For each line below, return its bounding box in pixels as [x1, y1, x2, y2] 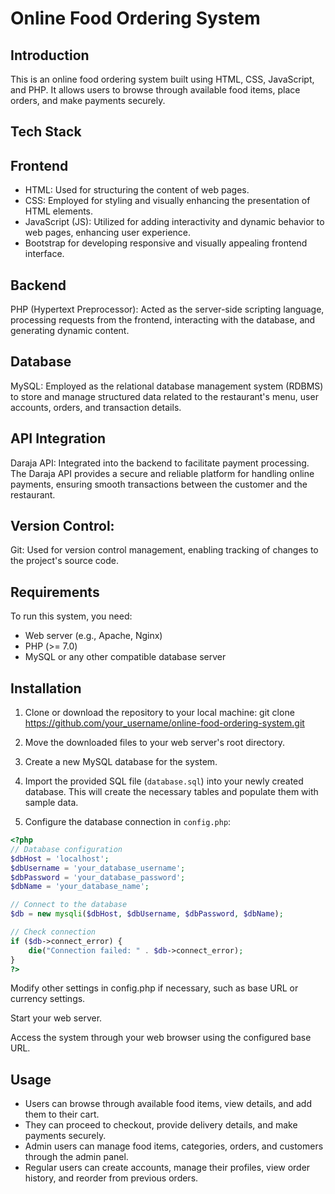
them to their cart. [24, 1108, 100, 1121]
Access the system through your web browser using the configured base [10, 1032, 312, 1044]
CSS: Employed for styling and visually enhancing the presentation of [24, 195, 311, 207]
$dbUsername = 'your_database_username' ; [10, 863, 186, 873]
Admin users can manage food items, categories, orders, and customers [24, 1140, 324, 1152]
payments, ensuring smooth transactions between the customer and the [10, 478, 308, 490]
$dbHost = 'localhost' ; [10, 853, 110, 864]
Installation [10, 680, 82, 697]
